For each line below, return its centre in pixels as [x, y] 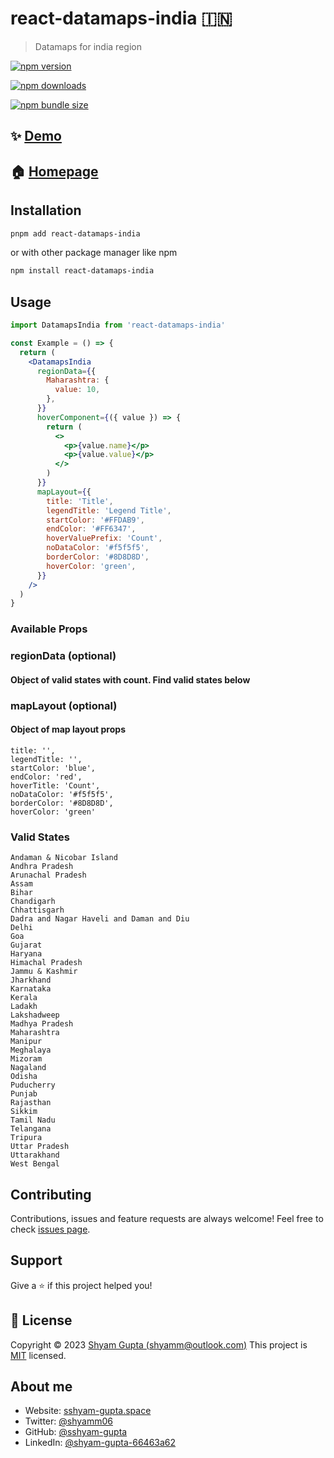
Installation [46, 210]
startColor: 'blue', [53, 768]
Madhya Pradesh [42, 1024]
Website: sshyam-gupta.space [88, 1411]
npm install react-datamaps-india [82, 271]
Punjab [24, 1094]
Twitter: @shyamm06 [68, 1421]
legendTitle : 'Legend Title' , [109, 510]
